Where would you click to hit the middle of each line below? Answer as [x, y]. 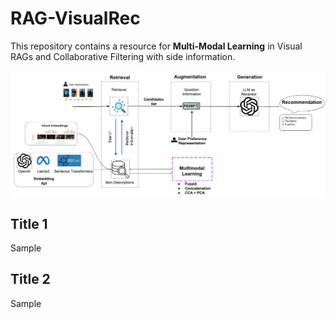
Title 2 [30, 279]
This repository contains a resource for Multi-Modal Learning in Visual [156, 46]
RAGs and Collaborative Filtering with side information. [123, 56]
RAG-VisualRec [75, 18]
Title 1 [29, 223]
